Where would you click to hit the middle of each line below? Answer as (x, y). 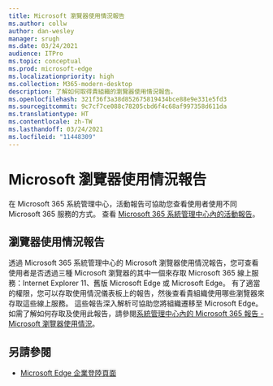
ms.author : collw (38, 24)
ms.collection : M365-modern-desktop (70, 84)
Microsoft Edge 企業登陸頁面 (68, 373)
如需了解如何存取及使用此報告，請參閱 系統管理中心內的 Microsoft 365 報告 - (136, 314)
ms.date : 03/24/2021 (43, 46)
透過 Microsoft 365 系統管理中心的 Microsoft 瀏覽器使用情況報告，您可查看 (134, 263)
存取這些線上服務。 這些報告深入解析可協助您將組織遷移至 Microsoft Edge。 (136, 304)
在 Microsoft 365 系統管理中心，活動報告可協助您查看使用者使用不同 (123, 203)
